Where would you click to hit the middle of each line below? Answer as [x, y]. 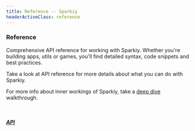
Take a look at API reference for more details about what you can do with [95, 74]
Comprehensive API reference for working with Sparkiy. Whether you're [93, 50]
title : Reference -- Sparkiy [42, 11]
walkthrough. [22, 98]
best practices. [24, 63]
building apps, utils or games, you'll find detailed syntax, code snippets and [98, 56]
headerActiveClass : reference [43, 17]
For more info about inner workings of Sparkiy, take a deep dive [83, 91]
